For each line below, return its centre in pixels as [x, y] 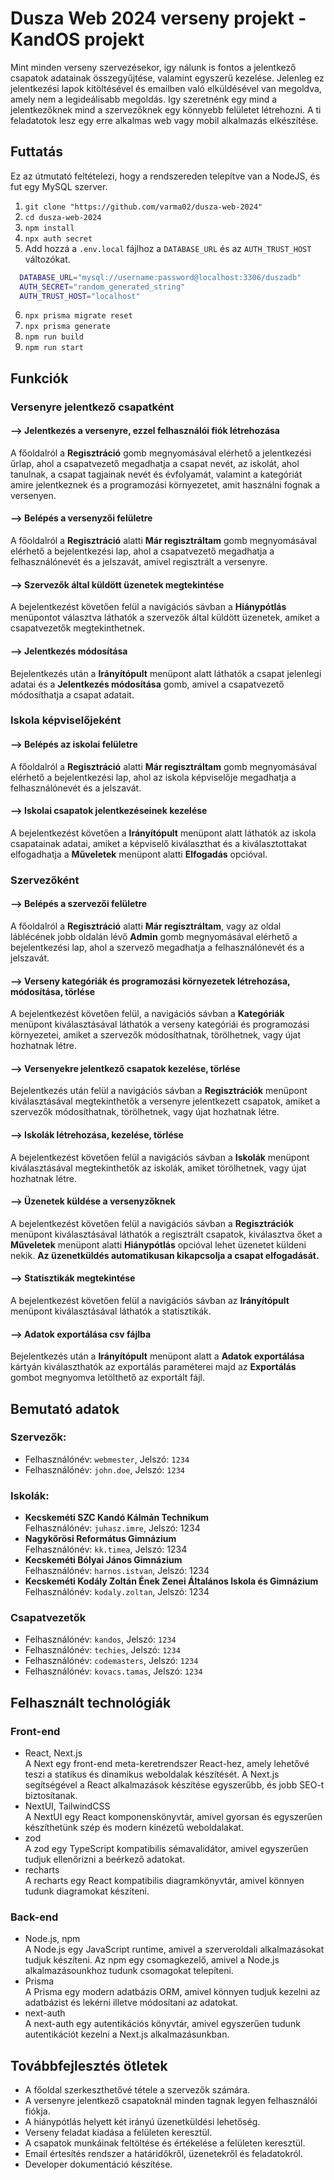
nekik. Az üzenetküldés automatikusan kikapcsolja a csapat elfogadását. [165, 1255]
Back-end [34, 1917]
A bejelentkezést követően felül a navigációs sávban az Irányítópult [150, 1300]
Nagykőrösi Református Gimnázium [100, 1539]
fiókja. [37, 2111]
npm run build [54, 337]
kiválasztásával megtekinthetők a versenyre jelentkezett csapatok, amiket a [165, 1101]
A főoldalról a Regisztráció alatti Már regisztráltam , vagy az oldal [146, 926]
